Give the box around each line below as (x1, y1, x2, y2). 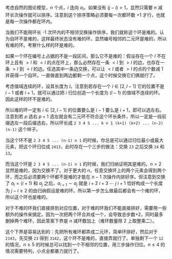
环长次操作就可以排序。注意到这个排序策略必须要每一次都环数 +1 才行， (5, 12, 156, 18)
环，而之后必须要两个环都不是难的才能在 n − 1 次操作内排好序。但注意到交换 (5, 174, 166, 180)
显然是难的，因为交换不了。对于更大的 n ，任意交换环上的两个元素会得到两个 (5, 167, 166, 173)
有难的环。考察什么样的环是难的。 (5, 42, 77, 48)
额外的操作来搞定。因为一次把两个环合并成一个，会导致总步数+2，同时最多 (5, 211, 164, 217)
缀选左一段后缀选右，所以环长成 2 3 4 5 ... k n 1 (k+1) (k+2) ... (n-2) (5, 120, 164, 126)
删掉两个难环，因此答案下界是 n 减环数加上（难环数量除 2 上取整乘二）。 (5, 217, 157, 224)
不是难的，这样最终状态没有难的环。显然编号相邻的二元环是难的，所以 (18, 35, 167, 42)
